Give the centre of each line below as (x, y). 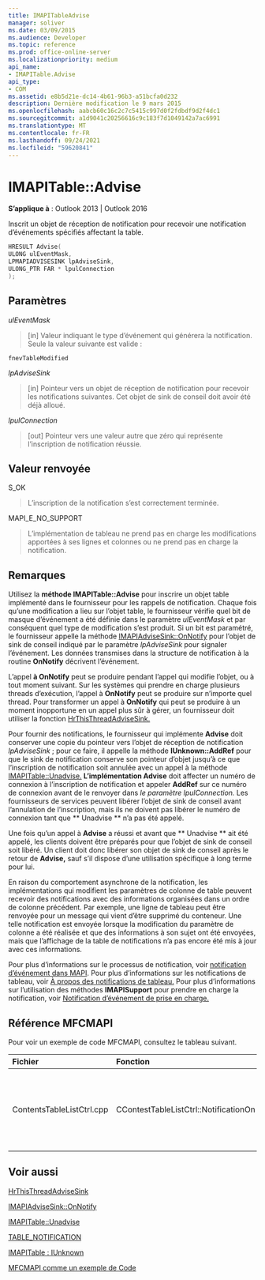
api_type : (24, 81)
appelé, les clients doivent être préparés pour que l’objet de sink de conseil (130, 841)
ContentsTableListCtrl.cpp (60, 1109)
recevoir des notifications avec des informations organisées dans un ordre (129, 899)
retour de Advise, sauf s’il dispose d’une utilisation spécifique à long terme (130, 859)
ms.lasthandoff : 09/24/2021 (54, 140)
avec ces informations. (45, 950)
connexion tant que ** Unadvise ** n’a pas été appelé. (96, 818)
